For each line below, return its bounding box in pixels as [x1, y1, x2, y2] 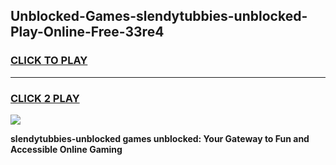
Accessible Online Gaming [10, 143, 123, 155]
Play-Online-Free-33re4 [10, 24, 165, 41]
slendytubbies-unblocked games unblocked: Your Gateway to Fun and [10, 132, 310, 144]
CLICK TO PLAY [10, 54, 88, 68]
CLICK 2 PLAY [10, 91, 80, 105]
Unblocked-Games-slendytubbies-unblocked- [10, 8, 308, 25]
